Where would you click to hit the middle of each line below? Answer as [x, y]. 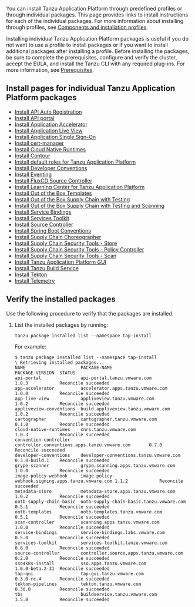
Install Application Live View [49, 130]
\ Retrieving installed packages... [59, 362]
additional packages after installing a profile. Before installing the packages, [98, 51]
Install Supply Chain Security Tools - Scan [65, 256]
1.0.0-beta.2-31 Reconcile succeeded [62, 568]
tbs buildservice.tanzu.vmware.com [86, 594]
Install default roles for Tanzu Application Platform [75, 162]
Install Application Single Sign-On [55, 137]
